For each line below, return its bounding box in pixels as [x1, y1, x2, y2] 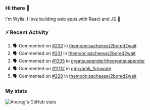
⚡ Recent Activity [5, 29, 49, 36]
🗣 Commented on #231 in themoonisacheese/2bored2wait [12, 50, 136, 56]
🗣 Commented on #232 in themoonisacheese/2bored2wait [12, 42, 137, 48]
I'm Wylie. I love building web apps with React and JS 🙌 [5, 16, 121, 22]
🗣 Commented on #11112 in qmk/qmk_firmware [12, 65, 112, 71]
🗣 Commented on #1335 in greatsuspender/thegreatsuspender [12, 58, 145, 64]
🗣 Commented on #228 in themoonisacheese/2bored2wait [12, 73, 137, 79]
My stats [5, 87, 27, 94]
